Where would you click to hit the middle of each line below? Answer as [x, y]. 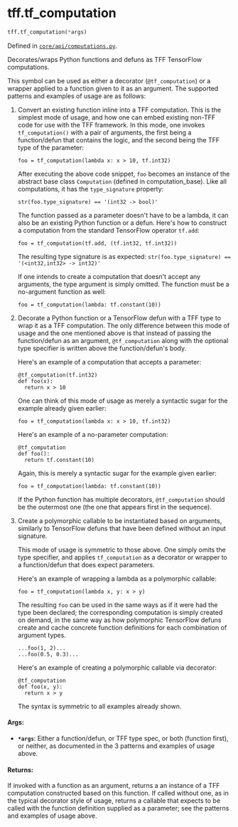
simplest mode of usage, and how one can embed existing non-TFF [117, 117]
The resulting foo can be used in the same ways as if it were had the [118, 605]
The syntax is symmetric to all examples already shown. [99, 706]
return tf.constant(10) [59, 460]
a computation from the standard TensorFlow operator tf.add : [109, 230]
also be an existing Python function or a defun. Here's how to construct [122, 223]
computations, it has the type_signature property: [91, 189]
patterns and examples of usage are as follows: [77, 96]
